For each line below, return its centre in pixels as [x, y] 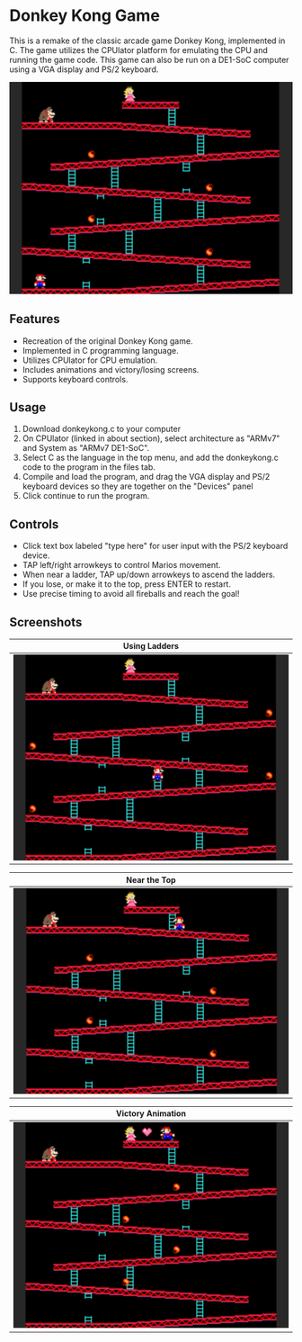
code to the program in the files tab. [89, 467]
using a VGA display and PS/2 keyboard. [84, 69]
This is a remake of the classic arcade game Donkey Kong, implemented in [147, 41]
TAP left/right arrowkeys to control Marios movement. [121, 565]
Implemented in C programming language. [100, 350]
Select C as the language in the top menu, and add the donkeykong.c [150, 458]
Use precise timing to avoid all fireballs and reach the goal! [131, 594]
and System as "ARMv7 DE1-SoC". [86, 448]
